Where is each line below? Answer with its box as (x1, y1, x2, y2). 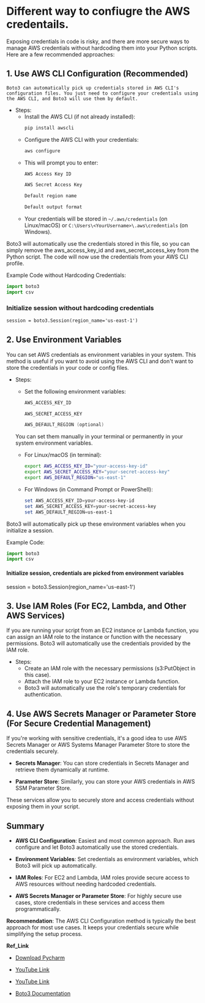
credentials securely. (6, 747, 59, 755)
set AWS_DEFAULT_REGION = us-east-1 (24, 509, 113, 515)
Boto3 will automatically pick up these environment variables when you (6, 520, 185, 528)
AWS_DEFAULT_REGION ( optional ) (24, 422, 105, 428)
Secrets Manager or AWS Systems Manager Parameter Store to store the (6, 741, 190, 749)
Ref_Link (6, 942, 29, 950)
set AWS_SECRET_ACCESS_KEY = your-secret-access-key (24, 503, 157, 509)
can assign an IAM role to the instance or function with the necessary (6, 633, 182, 641)
